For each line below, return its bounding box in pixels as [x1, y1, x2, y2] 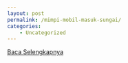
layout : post [7, 10, 45, 17]
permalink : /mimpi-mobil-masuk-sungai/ [7, 16, 122, 23]
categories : [7, 23, 41, 29]
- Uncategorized [19, 29, 67, 36]
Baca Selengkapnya [7, 48, 64, 56]
